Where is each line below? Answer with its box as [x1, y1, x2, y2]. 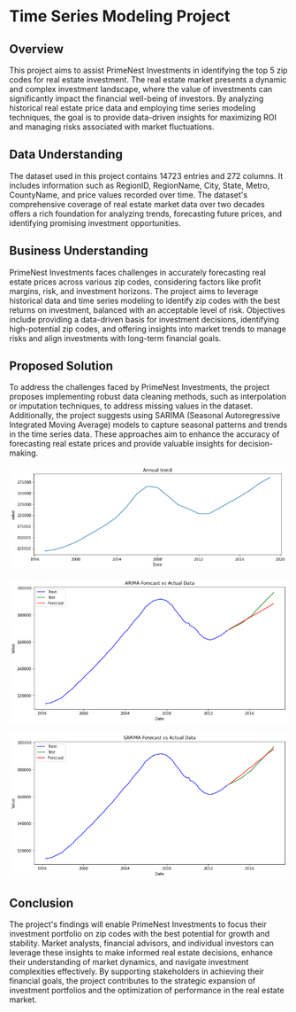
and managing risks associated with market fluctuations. [9, 121, 215, 132]
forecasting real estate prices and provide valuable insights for [9, 439, 237, 449]
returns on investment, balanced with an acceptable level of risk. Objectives [9, 304, 285, 315]
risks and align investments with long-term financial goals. [9, 332, 222, 343]
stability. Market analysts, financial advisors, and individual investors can [9, 938, 274, 949]
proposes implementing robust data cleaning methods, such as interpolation [9, 392, 287, 402]
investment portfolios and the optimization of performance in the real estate [9, 985, 285, 996]
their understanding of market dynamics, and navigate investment [9, 957, 249, 968]
